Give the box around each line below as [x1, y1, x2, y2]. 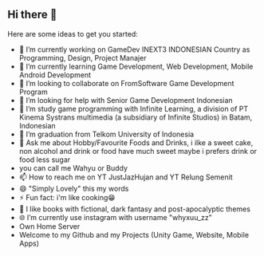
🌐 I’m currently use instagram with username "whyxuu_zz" [18, 212, 213, 222]
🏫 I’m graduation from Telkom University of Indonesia [18, 129, 195, 139]
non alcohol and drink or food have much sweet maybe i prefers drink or [18, 146, 257, 156]
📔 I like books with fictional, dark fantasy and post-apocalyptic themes [18, 204, 250, 214]
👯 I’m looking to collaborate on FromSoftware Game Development [18, 78, 234, 88]
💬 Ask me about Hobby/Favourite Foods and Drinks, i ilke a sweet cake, [18, 137, 254, 148]
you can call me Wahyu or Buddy [18, 163, 128, 172]
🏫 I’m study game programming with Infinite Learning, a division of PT [18, 104, 249, 113]
